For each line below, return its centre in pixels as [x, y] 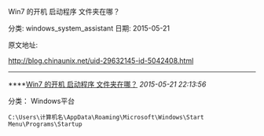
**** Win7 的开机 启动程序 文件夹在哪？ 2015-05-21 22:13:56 [107, 84]
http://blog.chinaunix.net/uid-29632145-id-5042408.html [101, 61]
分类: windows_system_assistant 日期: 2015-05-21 [89, 28]
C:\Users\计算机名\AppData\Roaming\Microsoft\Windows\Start [106, 117]
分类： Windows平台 [41, 101]
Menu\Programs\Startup [45, 124]
